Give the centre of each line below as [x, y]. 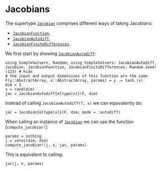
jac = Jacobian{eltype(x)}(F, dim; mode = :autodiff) [63, 112]
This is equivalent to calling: [34, 154]
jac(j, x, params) [24, 163]
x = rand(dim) [20, 89]
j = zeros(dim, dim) [27, 140]
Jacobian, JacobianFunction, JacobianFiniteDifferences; [66, 67]
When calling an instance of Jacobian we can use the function [69, 122]
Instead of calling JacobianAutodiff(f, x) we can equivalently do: [74, 103]
